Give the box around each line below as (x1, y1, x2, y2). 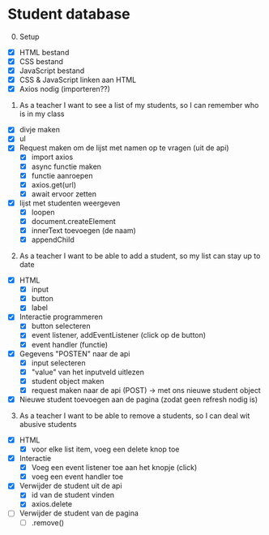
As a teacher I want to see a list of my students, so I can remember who (19, 101, 259, 110)
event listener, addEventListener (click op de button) (31, 330, 207, 340)
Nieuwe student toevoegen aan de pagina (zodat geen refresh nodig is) (19, 395, 258, 404)
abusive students (19, 419, 78, 429)
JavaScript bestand (19, 66, 85, 76)
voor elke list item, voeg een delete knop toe (31, 444, 180, 454)
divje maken (19, 125, 61, 135)
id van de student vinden (31, 490, 115, 500)
